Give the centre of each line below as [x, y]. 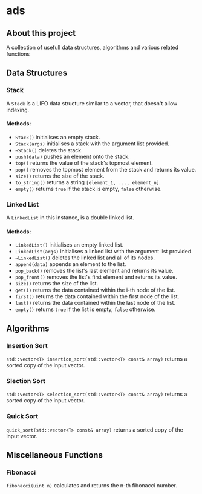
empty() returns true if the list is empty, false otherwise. [85, 309]
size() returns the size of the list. [57, 284]
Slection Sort [26, 381]
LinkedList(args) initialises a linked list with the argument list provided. [104, 252]
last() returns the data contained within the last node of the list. [95, 303]
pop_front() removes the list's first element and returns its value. [96, 277]
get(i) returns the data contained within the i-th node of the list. [95, 290]
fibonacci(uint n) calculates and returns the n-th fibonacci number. [92, 486]
